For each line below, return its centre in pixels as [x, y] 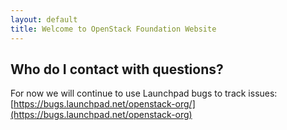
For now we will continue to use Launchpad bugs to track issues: [144, 93]
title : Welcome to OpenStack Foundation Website [113, 29]
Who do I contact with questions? [117, 69]
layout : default [44, 19]
